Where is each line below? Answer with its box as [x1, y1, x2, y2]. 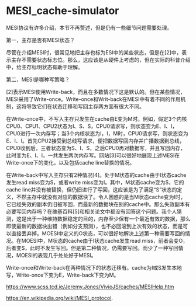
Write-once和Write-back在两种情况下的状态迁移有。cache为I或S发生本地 [6, 264, 183, 271]
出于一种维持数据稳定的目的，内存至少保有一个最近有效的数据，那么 [26, 215, 191, 222]
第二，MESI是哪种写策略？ [6, 76, 70, 83]
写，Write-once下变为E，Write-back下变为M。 [6, 271, 119, 278]
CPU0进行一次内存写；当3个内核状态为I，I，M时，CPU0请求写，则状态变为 [6, 130, 188, 137]
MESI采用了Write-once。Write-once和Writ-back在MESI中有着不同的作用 [6, 95, 181, 103]
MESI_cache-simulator [6, 4, 119, 18]
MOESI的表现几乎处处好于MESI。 [16, 252, 97, 259]
